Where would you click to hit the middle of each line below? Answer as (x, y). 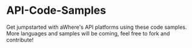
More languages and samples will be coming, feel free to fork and (88, 33)
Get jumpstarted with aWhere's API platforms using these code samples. (97, 27)
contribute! (20, 40)
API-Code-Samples (56, 10)
